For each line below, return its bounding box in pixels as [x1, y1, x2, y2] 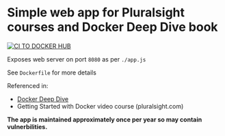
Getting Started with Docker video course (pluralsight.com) [16, 102, 184, 110]
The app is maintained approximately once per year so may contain [7, 115, 202, 124]
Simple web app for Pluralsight [7, 5, 185, 21]
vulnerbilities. [7, 122, 48, 131]
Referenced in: [7, 81, 49, 90]
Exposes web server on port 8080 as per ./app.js [7, 55, 146, 63]
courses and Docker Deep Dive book [7, 19, 218, 35]
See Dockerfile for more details [7, 68, 97, 77]
